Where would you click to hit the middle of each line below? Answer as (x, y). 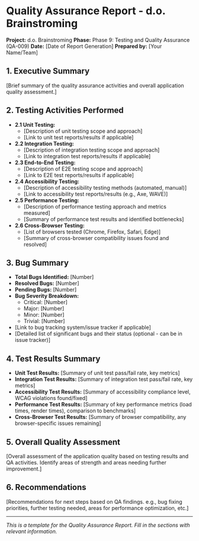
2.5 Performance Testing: (47, 200)
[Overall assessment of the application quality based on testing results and (97, 456)
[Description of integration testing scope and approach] (92, 150)
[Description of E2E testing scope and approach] (83, 169)
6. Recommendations (46, 487)
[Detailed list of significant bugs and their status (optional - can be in (98, 334)
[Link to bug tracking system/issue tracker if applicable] (83, 328)
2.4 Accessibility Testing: (47, 181)
